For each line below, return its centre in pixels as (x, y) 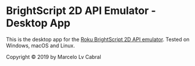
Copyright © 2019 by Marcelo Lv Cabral (54, 57)
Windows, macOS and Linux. (40, 46)
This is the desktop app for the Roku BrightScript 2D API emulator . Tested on (98, 39)
